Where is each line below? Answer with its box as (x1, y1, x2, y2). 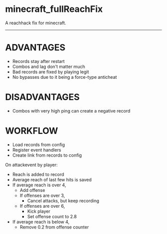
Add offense (19, 187, 46, 193)
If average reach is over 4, (12, 182, 66, 188)
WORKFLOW (5, 125, 58, 136)
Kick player (27, 208, 51, 214)
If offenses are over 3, (19, 192, 66, 198)
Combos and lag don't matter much (12, 63, 85, 69)
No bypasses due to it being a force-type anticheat (12, 74, 117, 80)
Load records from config (12, 141, 65, 147)
